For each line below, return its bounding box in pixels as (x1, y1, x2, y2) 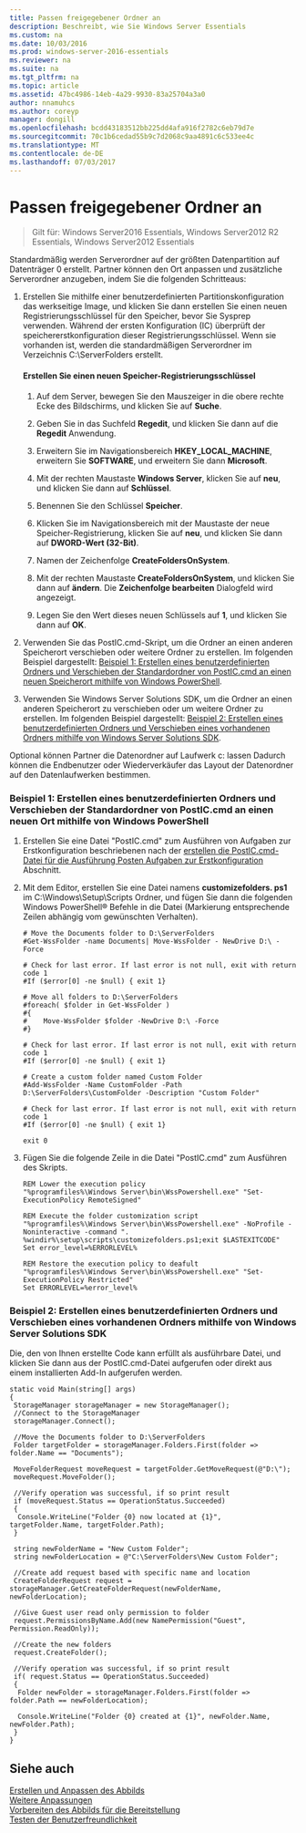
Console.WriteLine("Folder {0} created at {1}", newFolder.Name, (17, 1712, 271, 1722)
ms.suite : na (9, 65, 59, 74)
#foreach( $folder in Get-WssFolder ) (22, 1000, 170, 1010)
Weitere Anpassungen (9, 1795, 93, 1806)
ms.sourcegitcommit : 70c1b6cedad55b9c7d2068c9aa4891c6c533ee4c (9, 132, 255, 141)
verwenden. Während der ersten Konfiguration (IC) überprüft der (22, 320, 266, 331)
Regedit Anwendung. (36, 428, 117, 439)
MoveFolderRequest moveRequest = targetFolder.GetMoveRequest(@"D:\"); (13, 1465, 291, 1474)
